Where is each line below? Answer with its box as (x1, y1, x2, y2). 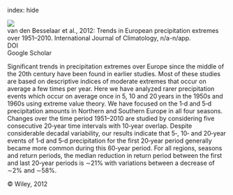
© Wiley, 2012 (7, 180, 48, 188)
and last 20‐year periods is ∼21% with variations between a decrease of (7, 159, 215, 167)
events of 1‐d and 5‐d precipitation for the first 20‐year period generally (7, 136, 213, 145)
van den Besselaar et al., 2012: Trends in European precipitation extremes (7, 27, 219, 34)
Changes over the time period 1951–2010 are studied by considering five (7, 115, 215, 122)
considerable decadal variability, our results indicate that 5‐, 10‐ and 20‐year (7, 129, 227, 137)
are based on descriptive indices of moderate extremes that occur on (7, 77, 207, 85)
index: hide (7, 6, 40, 14)
